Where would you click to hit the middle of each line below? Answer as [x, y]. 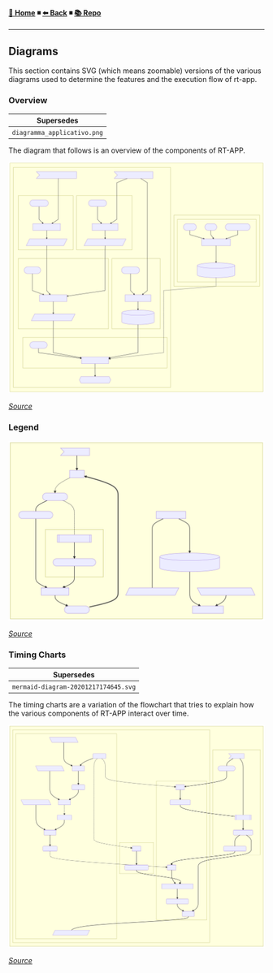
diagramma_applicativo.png [57, 133]
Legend [24, 427]
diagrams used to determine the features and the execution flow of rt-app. [133, 80]
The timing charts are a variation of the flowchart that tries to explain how [131, 704]
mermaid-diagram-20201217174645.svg [74, 687]
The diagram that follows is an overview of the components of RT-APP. [127, 150]
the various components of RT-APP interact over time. [99, 713]
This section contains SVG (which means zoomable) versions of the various [135, 71]
